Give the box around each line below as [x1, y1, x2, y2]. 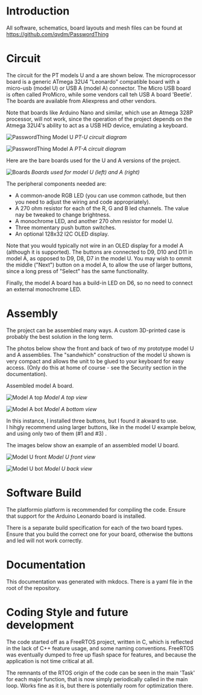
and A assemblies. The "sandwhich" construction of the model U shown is [6, 351, 191, 358]
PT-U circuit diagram [74, 133, 127, 140]
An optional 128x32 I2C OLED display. [14, 230, 109, 237]
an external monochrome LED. [6, 285, 81, 293]
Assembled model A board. [6, 382, 74, 389]
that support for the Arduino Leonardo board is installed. [6, 512, 147, 520]
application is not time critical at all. [6, 657, 94, 664]
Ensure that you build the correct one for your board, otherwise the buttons [6, 530, 193, 538]
